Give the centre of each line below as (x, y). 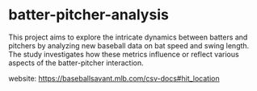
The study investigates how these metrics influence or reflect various (124, 54)
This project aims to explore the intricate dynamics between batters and (128, 37)
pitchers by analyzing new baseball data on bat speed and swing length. (129, 45)
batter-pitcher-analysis (89, 15)
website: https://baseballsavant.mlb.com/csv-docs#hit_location (114, 78)
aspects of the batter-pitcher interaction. (76, 63)
